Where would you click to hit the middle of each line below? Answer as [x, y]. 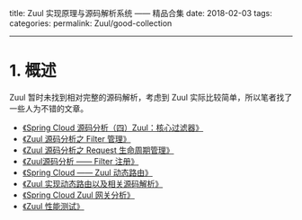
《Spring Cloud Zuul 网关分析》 [78, 195]
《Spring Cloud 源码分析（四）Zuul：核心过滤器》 [113, 128]
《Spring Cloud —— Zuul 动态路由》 [87, 172]
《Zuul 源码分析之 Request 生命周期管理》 [98, 150]
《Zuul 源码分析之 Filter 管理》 [76, 138]
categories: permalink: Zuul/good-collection [91, 23]
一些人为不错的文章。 [49, 108]
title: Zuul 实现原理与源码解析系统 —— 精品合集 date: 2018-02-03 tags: [141, 13]
